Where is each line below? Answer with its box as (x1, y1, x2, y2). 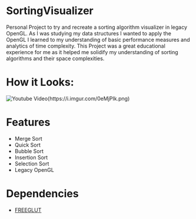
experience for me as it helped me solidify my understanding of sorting (6, 48, 178, 55)
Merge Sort (14, 135, 42, 142)
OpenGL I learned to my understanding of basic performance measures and (6, 36, 190, 43)
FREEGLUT (14, 206, 42, 213)
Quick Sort (14, 141, 41, 148)
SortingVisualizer (6, 4, 94, 18)
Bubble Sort (14, 147, 44, 154)
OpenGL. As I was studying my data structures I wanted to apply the (6, 29, 172, 36)
